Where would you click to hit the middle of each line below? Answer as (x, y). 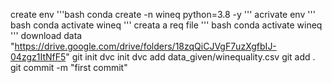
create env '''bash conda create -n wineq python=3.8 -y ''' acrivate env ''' (163, 14)
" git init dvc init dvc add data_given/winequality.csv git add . (190, 57)
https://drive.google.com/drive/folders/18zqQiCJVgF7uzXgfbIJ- (145, 46)
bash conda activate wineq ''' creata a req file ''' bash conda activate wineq (166, 25)
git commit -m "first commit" (69, 67)
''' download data (46, 35)
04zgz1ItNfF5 (38, 57)
